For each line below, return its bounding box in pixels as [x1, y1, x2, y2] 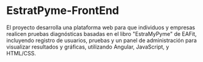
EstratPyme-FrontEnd [6, 4, 119, 18]
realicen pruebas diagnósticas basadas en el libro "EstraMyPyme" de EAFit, [6, 30, 197, 37]
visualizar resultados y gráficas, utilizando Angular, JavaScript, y [6, 43, 169, 50]
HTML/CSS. [6, 49, 37, 57]
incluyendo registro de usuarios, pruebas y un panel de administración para [6, 36, 197, 44]
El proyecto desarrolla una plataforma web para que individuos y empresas [6, 24, 196, 31]
